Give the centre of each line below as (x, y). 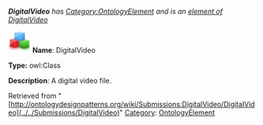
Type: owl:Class (34, 65)
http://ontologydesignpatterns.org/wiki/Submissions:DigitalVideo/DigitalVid (133, 104)
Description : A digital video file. (60, 81)
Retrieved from (32, 96)
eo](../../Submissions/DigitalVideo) (64, 112)
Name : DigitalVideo (64, 50)
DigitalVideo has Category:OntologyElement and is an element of (116, 11)
